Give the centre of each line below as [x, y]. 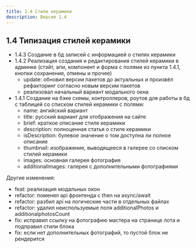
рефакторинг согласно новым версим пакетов [82, 86]
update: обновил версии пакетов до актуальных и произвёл [98, 80]
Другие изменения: [31, 178]
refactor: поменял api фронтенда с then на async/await [82, 195]
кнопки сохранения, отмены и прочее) [63, 73]
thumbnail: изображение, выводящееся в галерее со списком [101, 148]
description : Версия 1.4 [36, 17]
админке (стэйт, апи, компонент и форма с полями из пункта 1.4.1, [97, 67]
